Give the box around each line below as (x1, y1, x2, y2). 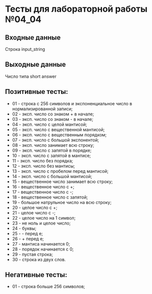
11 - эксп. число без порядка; (12, 158, 73, 163)
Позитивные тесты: (5, 88, 68, 96)
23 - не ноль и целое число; (12, 220, 71, 226)
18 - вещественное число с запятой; (12, 194, 88, 200)
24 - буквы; (12, 225, 37, 231)
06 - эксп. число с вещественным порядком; (12, 132, 107, 137)
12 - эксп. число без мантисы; (12, 163, 75, 169)
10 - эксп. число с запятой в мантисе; (12, 153, 91, 158)
